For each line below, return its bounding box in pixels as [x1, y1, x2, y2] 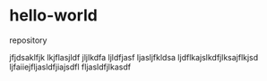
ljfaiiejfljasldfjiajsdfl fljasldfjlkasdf [9, 61, 132, 72]
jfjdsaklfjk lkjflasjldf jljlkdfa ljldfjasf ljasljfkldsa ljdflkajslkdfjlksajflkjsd [9, 52, 259, 62]
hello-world [9, 5, 99, 26]
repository [9, 35, 47, 45]
